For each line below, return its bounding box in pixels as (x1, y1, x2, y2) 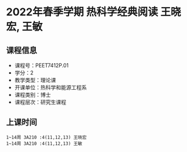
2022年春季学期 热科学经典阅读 (6, 5, 158, 19)
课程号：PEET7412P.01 (14, 62, 69, 69)
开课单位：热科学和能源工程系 (14, 84, 87, 91)
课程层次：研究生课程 (14, 99, 66, 106)
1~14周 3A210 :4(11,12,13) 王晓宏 (6, 134, 87, 140)
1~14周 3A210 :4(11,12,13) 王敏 (6, 140, 83, 147)
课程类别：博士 (14, 92, 51, 98)
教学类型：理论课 (14, 77, 56, 83)
